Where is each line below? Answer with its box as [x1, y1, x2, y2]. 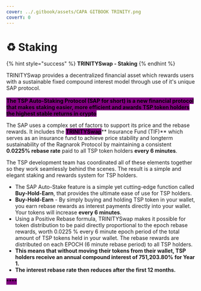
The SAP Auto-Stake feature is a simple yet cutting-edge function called [14, 183, 194, 191]
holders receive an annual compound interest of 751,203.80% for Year [14, 254, 196, 261]
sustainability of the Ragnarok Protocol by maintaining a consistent [6, 141, 172, 148]
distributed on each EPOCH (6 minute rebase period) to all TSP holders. [14, 241, 193, 248]
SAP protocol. [6, 85, 41, 92]
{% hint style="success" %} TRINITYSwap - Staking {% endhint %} [6, 60, 176, 67]
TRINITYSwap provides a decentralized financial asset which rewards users [6, 72, 194, 79]
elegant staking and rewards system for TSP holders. [6, 172, 138, 179]
